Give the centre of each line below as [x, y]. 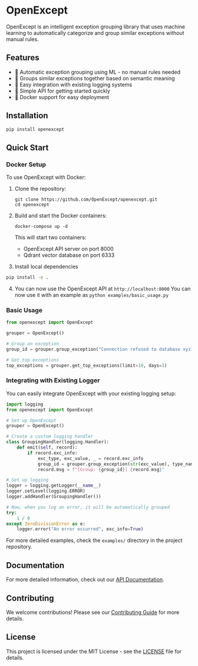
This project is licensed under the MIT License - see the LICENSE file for [94, 651]
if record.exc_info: [52, 453]
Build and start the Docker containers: [61, 216]
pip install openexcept [35, 129]
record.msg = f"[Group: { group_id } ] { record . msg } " [101, 469]
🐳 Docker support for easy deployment [62, 97]
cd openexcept [32, 205]
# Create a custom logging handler [50, 437]
